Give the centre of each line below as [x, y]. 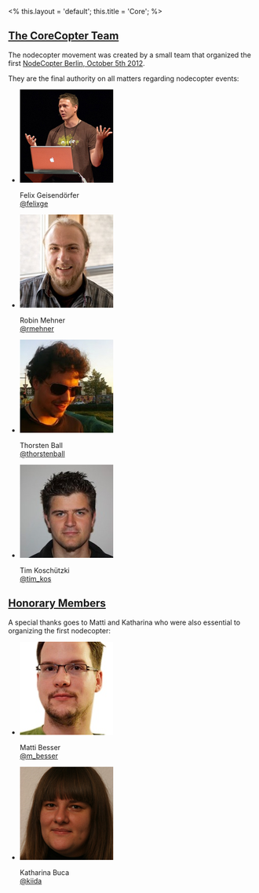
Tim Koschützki [45, 570]
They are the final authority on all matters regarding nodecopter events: [124, 78]
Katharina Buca [44, 872]
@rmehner [37, 328]
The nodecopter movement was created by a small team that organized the [129, 55]
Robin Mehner [42, 320]
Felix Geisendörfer [49, 195]
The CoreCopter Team [64, 36]
